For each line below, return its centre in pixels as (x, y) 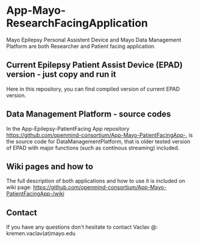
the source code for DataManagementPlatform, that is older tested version (98, 141)
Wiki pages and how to (50, 166)
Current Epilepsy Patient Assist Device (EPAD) (95, 65)
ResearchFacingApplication (77, 23)
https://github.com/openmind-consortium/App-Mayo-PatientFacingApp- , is (100, 135)
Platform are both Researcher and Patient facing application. (81, 46)
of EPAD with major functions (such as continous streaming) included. (93, 148)
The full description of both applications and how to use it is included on (96, 181)
